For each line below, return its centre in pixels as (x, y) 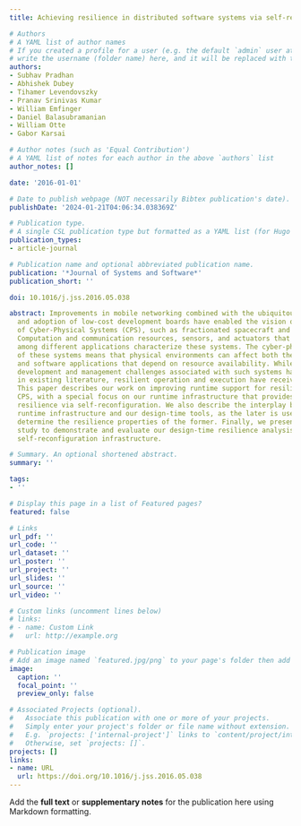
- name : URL (31, 768)
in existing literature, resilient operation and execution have (142, 380)
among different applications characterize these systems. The (138, 347)
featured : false (39, 512)
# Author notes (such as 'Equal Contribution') (100, 150)
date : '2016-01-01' (46, 183)
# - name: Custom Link (52, 628)
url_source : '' (38, 586)
